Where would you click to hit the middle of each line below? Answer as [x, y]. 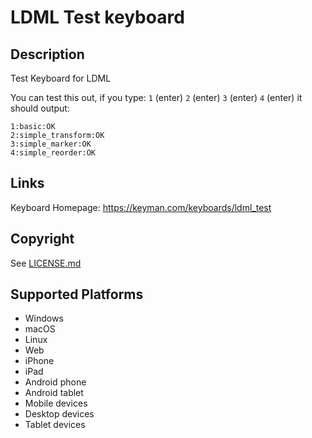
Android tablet [54, 393]
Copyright [42, 239]
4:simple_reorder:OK [53, 153]
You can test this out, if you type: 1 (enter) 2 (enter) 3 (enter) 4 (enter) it [156, 97]
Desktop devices [59, 414]
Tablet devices [55, 425]
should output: [40, 108]
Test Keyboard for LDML [61, 78]
